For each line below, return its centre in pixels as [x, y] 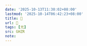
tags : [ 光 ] [16, 27]
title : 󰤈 [14, 18]
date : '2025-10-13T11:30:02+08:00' [41, 9]
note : [10, 36]
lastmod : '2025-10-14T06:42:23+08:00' [44, 14]
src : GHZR [15, 32]
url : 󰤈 [12, 23]
